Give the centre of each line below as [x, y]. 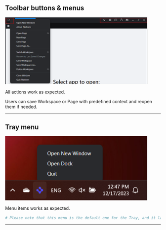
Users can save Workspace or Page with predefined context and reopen [79, 102]
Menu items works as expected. [38, 208]
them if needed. [21, 107]
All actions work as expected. [35, 92]
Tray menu [22, 127]
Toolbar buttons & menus [45, 8]
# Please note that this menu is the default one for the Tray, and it [80, 218]
